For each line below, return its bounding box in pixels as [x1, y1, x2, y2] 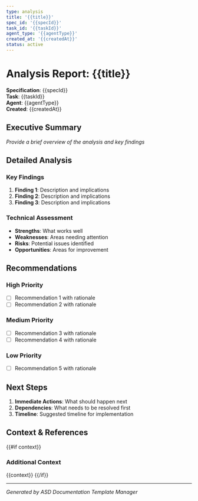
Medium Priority [6, 316, 54, 324]
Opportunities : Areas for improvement [14, 246, 109, 253]
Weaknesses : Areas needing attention [14, 233, 108, 240]
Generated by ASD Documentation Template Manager [6, 489, 138, 496]
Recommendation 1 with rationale [14, 294, 95, 301]
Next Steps [6, 382, 48, 392]
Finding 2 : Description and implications [14, 193, 111, 200]
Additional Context [6, 458, 61, 466]
